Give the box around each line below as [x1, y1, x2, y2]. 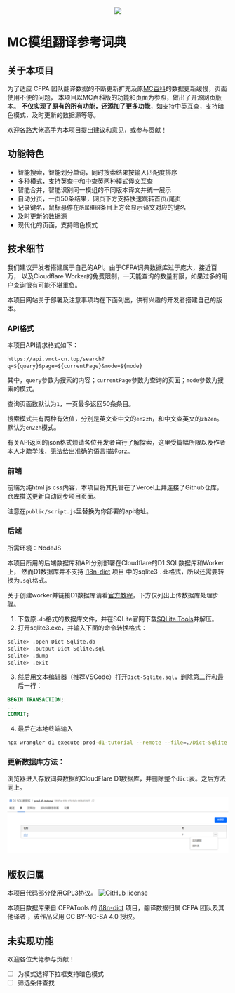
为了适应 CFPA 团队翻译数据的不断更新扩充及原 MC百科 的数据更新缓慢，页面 [7, 84, 227, 93]
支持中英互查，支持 [162, 102, 218, 110]
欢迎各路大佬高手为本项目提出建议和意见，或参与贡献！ [7, 126, 167, 134]
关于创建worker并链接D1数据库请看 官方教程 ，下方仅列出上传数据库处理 [7, 590, 213, 599]
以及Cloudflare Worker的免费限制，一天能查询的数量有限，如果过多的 [20, 271, 222, 280]
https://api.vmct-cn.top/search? [7, 356, 105, 363]
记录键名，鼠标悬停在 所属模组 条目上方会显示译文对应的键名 [17, 203, 187, 211]
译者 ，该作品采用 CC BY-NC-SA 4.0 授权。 [13, 912, 139, 921]
